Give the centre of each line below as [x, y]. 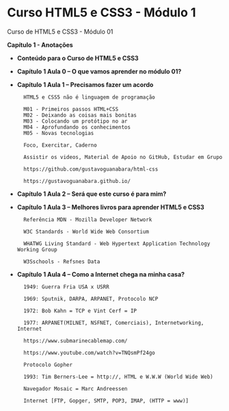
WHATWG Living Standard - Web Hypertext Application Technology [117, 244]
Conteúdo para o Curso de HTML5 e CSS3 [78, 58]
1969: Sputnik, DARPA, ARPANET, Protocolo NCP [91, 299]
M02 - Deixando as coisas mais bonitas [80, 115]
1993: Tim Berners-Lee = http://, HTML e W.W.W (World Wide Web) [118, 377]
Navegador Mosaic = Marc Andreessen [76, 388]
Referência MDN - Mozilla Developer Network [88, 220]
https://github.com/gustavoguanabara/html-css [91, 169]
